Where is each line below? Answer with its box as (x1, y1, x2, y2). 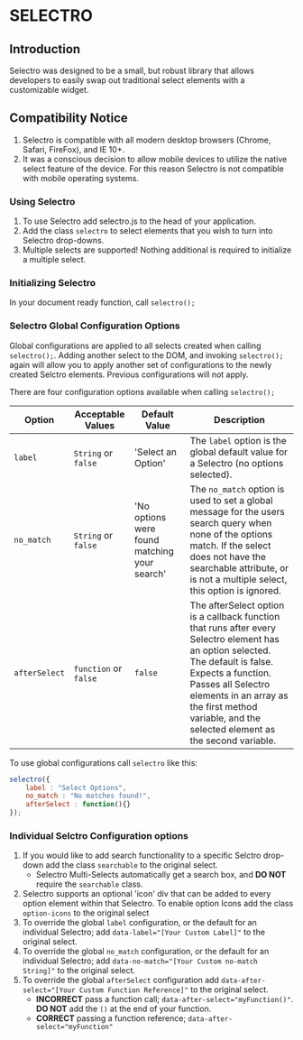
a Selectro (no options (189, 456, 284, 469)
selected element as (189, 722, 276, 735)
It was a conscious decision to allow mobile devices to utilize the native (22, 153, 288, 164)
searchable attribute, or (189, 561, 289, 574)
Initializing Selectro (9, 277, 96, 290)
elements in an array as (189, 689, 289, 702)
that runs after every (189, 621, 277, 634)
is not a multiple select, (189, 573, 288, 585)
